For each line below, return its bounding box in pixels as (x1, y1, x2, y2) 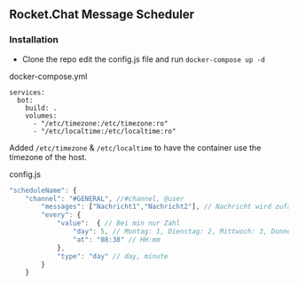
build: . (25, 104, 58, 112)
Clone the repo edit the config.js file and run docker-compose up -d (21, 53, 266, 65)
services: (9, 88, 46, 96)
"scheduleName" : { (9, 186, 77, 195)
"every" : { (41, 211, 82, 220)
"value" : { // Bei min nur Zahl (56, 219, 180, 228)
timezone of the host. (9, 151, 87, 162)
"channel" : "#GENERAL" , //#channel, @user (25, 194, 184, 203)
